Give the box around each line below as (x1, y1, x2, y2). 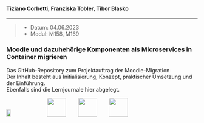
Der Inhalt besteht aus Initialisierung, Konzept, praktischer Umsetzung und (6, 73, 192, 80)
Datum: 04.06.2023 (30, 24, 80, 31)
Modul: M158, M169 (30, 30, 80, 37)
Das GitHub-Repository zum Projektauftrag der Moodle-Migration (6, 66, 170, 74)
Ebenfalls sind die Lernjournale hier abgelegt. (6, 86, 120, 93)
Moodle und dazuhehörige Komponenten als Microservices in (6, 45, 192, 54)
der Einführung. (6, 79, 46, 87)
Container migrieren (6, 53, 67, 61)
